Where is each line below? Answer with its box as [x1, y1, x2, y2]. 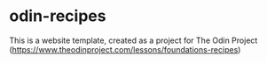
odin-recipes [9, 6, 106, 26]
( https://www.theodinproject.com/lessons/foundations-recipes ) [9, 44, 241, 54]
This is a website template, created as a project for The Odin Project [9, 35, 258, 45]
